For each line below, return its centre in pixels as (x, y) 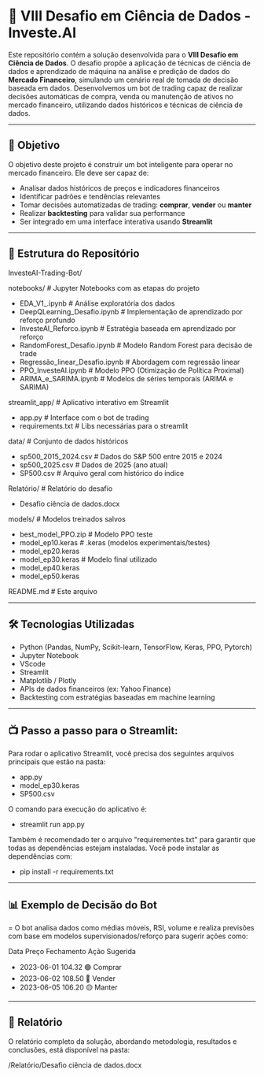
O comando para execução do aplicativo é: (78, 809)
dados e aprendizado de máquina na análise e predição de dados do (119, 71)
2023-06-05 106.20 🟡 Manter (68, 987)
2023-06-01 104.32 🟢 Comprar (70, 967)
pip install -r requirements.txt (66, 872)
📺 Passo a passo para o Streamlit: (93, 731)
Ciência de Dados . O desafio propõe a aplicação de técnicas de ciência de (130, 63)
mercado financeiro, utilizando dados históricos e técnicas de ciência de (126, 105)
